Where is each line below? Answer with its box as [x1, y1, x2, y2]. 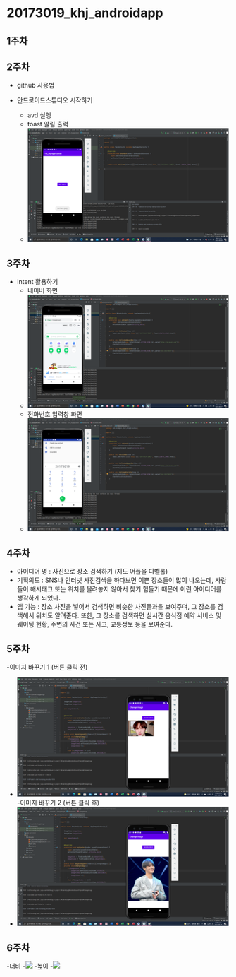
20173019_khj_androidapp [6, 5, 163, 21]
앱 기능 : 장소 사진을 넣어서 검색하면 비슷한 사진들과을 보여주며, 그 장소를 [16, 603, 216, 611]
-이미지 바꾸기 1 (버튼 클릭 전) [6, 663, 88, 671]
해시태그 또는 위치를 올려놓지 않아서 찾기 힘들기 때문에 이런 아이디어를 [30, 585, 223, 593]
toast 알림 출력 [27, 120, 68, 129]
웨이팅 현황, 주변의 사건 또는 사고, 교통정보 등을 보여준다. [16, 620, 173, 629]
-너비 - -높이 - [6, 962, 54, 971]
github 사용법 [16, 81, 55, 90]
